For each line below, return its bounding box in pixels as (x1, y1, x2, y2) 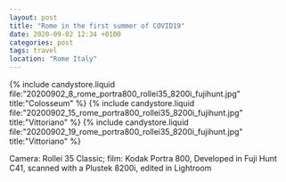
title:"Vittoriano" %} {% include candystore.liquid (9, 117, 189, 128)
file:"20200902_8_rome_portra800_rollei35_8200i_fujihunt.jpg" (9, 88, 241, 99)
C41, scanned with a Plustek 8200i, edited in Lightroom (9, 162, 212, 173)
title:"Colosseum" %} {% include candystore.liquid (9, 98, 195, 108)
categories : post (9, 37, 74, 47)
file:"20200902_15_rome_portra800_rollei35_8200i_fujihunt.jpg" (9, 108, 243, 118)
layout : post (9, 12, 58, 22)
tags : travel (9, 46, 58, 55)
